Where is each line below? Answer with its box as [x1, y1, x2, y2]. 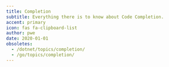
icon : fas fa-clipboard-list [6, 24, 77, 31]
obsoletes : [6, 41, 33, 47]
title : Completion [6, 8, 51, 15]
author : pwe [6, 30, 35, 36]
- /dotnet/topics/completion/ [11, 47, 85, 52]
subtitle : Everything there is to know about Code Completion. [6, 14, 164, 20]
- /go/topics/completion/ [11, 52, 75, 58]
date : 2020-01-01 [6, 36, 49, 41]
